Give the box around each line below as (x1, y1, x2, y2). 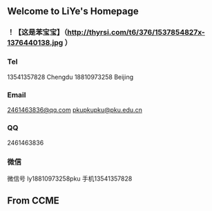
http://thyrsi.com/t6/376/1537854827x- (67, 28, 205, 37)
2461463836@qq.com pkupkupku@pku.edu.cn (7, 105, 143, 113)
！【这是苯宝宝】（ (7, 28, 68, 37)
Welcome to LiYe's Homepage (7, 6, 139, 17)
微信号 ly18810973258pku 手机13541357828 (7, 174, 133, 183)
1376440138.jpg (7, 38, 64, 48)
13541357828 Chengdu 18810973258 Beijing (7, 73, 133, 81)
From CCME (7, 194, 60, 206)
